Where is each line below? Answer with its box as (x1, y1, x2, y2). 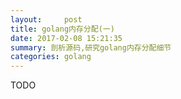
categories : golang (10, 52, 92, 62)
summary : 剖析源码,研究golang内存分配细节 (10, 42, 172, 53)
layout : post (10, 14, 83, 25)
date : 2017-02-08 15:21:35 (10, 33, 123, 43)
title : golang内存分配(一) (10, 24, 115, 34)
